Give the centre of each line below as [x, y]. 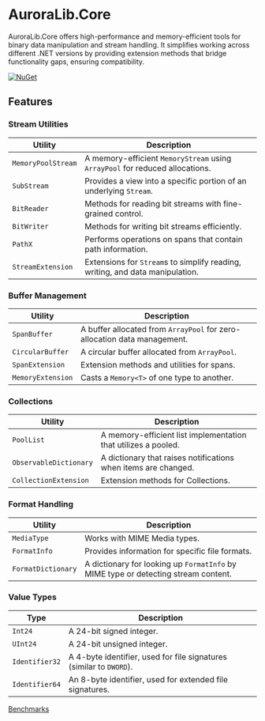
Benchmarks [29, 708]
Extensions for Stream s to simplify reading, [163, 262]
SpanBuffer [32, 334]
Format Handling [41, 504]
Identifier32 [37, 661]
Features [30, 102]
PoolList [28, 440]
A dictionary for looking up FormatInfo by [160, 564]
